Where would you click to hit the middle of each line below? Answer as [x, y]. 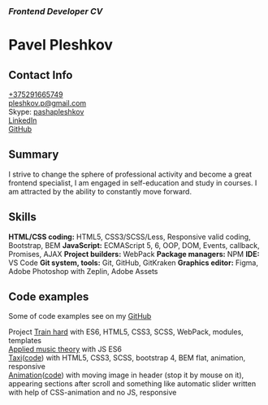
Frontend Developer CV [56, 11]
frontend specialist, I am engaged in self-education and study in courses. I [133, 183]
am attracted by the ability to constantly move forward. [100, 191]
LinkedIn [23, 120]
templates [25, 341]
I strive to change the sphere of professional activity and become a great [130, 174]
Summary [34, 155]
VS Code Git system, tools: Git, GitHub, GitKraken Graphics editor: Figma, [133, 263]
